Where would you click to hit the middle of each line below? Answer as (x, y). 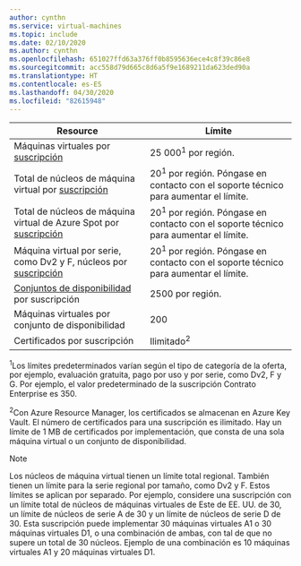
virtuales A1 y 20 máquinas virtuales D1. (82, 552)
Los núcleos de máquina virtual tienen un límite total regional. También (139, 476)
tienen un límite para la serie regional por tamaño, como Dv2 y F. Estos (140, 485)
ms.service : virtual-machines (66, 26)
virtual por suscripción (61, 190)
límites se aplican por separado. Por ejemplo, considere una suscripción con (150, 495)
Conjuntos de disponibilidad (73, 288)
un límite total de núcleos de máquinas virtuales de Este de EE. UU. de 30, (146, 504)
